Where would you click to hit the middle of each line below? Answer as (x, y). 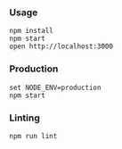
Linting (24, 118)
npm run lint (33, 136)
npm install (31, 31)
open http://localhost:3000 (61, 46)
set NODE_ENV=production (55, 87)
